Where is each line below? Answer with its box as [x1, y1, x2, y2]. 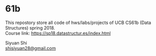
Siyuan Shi [5, 39, 28, 45]
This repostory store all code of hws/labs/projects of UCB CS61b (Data [5, 19, 151, 25]
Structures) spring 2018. [5, 24, 55, 30]
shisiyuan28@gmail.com [5, 45, 56, 51]
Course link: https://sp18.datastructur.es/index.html [5, 30, 111, 36]
